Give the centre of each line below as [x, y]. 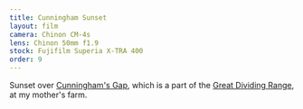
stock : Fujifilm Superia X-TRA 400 [76, 51]
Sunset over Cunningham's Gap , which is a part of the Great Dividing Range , [152, 85]
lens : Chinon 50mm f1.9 [54, 43]
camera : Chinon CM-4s [50, 34]
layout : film [34, 26]
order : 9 [26, 59]
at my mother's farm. [48, 95]
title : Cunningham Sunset [58, 18]
